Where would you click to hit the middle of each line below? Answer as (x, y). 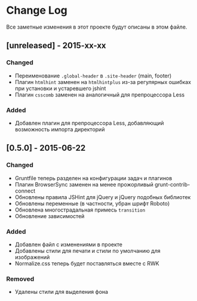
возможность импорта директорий (60, 129)
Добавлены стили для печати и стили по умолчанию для (87, 250)
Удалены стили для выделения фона (61, 292)
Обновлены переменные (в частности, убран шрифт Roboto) (92, 203)
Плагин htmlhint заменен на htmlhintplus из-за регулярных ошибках (103, 82)
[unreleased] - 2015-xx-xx (56, 46)
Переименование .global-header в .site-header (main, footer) (93, 76)
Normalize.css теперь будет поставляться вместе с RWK (87, 263)
